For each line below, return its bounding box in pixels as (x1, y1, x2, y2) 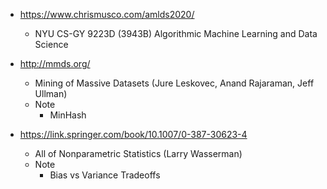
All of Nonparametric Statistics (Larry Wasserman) (34, 148, 243, 159)
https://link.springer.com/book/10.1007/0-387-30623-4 (19, 129, 248, 140)
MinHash (49, 109, 87, 121)
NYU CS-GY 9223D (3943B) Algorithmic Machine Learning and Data (34, 28, 318, 39)
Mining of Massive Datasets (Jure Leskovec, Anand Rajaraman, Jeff (34, 77, 315, 89)
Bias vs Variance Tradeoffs (49, 169, 161, 181)
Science (34, 39, 69, 50)
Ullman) (34, 88, 68, 99)
